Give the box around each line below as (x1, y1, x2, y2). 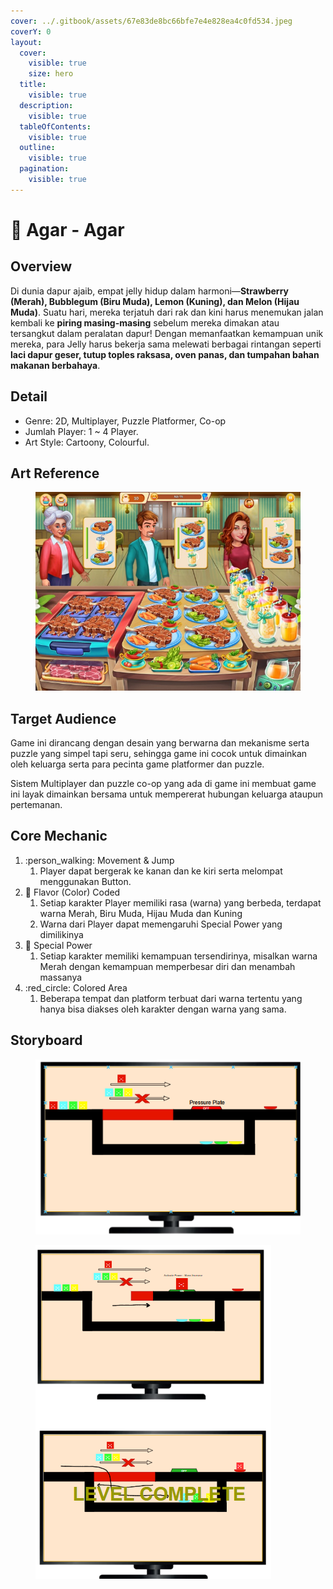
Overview (10, 258, 73, 275)
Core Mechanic (10, 828, 108, 845)
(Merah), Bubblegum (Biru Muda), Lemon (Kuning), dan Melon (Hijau (10, 295, 300, 307)
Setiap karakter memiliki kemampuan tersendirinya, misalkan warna (39, 950, 318, 962)
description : (19, 100, 74, 110)
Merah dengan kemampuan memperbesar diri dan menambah (39, 960, 296, 972)
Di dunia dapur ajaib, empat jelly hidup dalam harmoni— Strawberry (10, 285, 290, 297)
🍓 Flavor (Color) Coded (24, 886, 121, 898)
